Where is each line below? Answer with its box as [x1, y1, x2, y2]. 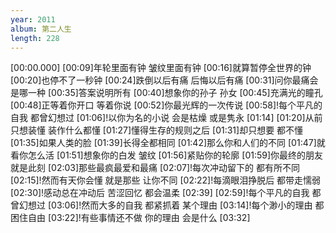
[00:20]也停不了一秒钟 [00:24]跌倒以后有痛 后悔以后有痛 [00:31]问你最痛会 [10, 74, 319, 86]
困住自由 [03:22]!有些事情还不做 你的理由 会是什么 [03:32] [10, 212, 251, 224]
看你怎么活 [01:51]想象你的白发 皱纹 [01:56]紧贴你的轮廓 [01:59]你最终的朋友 [10, 149, 324, 161]
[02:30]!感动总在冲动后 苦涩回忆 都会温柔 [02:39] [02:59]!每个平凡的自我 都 [10, 187, 322, 199]
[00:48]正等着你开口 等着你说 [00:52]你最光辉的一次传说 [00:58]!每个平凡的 [10, 99, 323, 111]
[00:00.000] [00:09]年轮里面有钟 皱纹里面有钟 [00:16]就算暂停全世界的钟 [10, 62, 312, 74]
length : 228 [10, 33, 60, 43]
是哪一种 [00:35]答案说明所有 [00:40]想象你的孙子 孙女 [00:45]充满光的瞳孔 [10, 87, 323, 99]
